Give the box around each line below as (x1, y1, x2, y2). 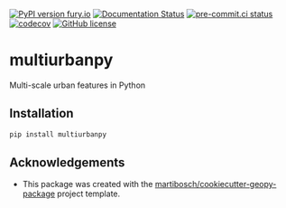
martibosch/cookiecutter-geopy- (154, 179, 277, 190)
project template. (57, 188, 121, 199)
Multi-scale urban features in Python (9, 80, 146, 90)
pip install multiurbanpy (9, 129, 106, 139)
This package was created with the (22, 179, 153, 190)
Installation (9, 106, 74, 121)
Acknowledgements (9, 155, 125, 171)
